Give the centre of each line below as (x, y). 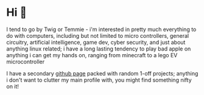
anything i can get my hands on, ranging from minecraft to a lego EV (92, 55)
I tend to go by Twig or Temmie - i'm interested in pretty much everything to (101, 29)
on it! (13, 86)
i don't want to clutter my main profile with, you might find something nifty (99, 80)
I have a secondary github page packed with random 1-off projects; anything (102, 73)
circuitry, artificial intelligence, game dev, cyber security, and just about (96, 42)
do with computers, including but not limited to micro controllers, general (98, 35)
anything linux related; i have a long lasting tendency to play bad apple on (99, 49)
